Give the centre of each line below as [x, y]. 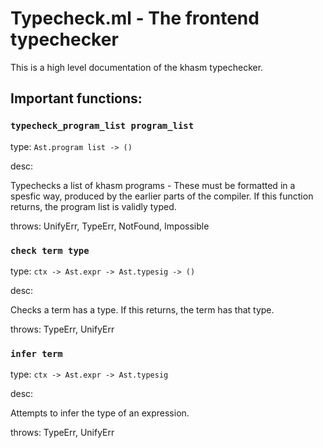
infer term [36, 353]
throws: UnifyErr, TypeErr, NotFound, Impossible [110, 226]
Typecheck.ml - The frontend [135, 18]
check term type [50, 250]
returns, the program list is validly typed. [93, 206]
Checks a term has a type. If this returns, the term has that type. [142, 309]
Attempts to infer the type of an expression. [100, 413]
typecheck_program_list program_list [102, 126]
